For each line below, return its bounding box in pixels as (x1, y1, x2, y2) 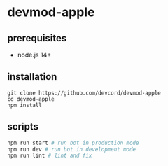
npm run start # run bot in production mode (7, 139, 139, 146)
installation (7, 71, 57, 83)
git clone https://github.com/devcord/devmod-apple (7, 89, 161, 97)
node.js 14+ (17, 50, 51, 59)
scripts (7, 120, 38, 133)
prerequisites (7, 32, 67, 44)
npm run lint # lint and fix (7, 152, 92, 160)
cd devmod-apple (7, 95, 55, 102)
